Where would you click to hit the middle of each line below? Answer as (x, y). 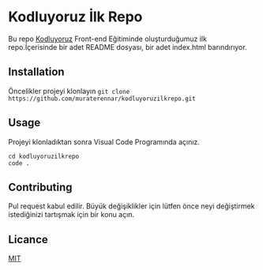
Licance (28, 240)
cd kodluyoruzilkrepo (44, 156)
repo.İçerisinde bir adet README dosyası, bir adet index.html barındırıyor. (128, 47)
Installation (36, 72)
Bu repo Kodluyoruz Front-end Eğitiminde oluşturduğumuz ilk (108, 39)
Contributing (40, 187)
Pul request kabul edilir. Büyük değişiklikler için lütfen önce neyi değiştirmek (131, 206)
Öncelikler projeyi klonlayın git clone (69, 91)
